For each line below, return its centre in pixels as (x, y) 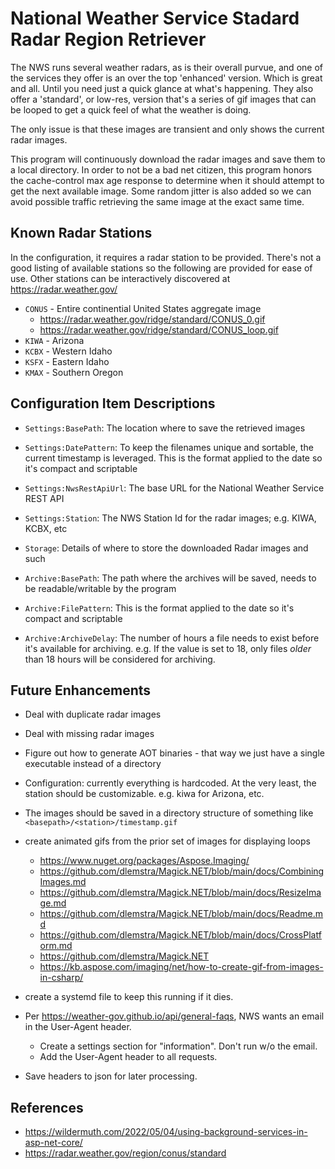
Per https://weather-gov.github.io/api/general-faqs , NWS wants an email (174, 1016)
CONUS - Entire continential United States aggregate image (143, 308)
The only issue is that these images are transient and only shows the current (167, 129)
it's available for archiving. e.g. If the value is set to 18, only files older (168, 648)
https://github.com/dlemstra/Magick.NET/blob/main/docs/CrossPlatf (180, 935)
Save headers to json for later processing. (111, 1076)
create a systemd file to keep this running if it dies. (129, 997)
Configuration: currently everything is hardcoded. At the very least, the (170, 783)
